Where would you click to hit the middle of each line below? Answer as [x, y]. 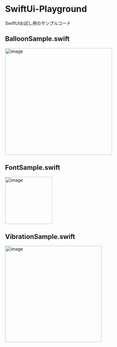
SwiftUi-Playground [46, 9]
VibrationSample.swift [40, 237]
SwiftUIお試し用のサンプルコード [38, 23]
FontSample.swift [33, 168]
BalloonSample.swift [37, 39]
